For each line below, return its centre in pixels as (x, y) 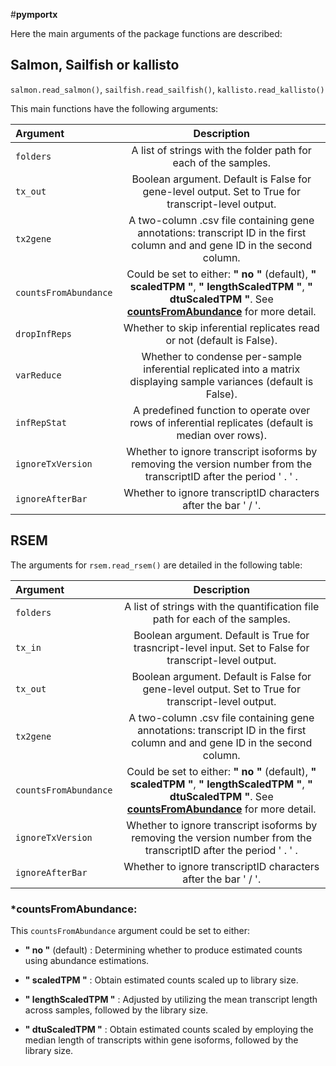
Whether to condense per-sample (222, 356)
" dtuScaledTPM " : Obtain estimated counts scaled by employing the (169, 1029)
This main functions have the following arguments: (114, 108)
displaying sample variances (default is (221, 381)
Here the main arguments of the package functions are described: (146, 33)
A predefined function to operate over (222, 410)
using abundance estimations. (87, 960)
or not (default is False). (221, 340)
